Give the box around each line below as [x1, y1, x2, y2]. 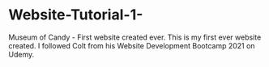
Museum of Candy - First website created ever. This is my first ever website [8, 32, 262, 42]
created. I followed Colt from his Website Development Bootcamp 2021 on [8, 40, 255, 50]
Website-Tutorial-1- [8, 6, 143, 24]
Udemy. [8, 49, 35, 59]
